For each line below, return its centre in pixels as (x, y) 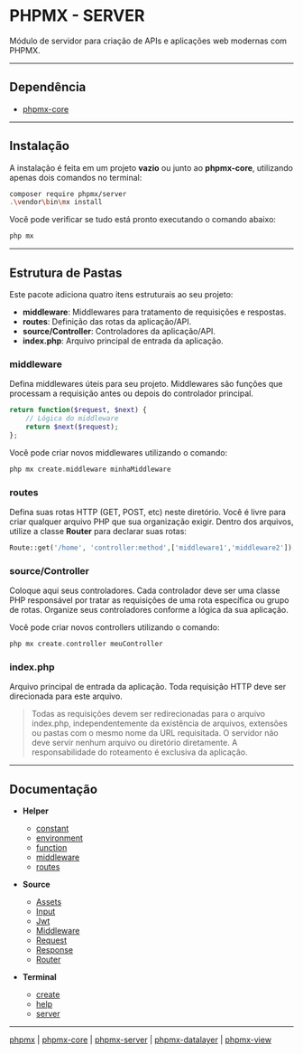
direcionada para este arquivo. (66, 696)
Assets (49, 902)
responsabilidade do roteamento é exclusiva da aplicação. (139, 752)
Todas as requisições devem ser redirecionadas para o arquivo (148, 714)
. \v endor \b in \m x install (56, 202)
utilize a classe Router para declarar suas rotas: (98, 531)
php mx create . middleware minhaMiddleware (90, 469)
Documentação (53, 789)
